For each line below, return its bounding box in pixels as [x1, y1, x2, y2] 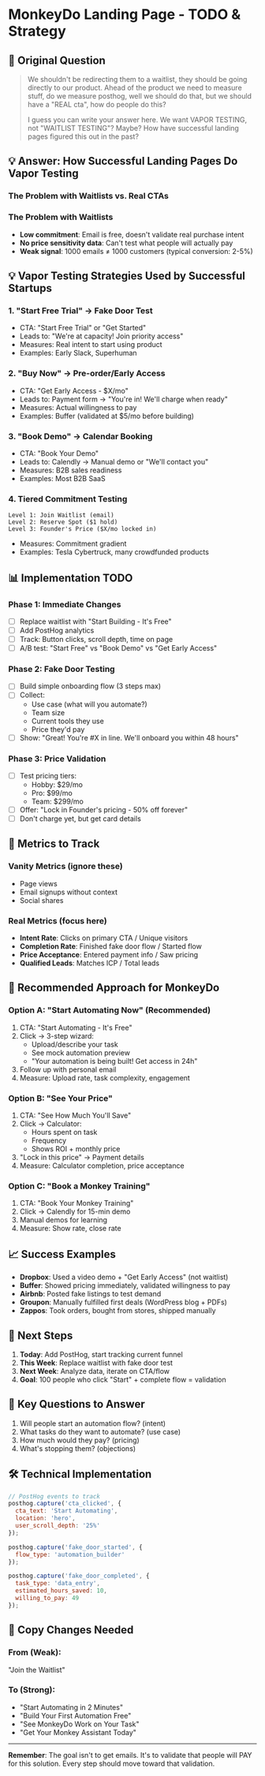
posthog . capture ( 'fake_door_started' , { [8, 1543, 144, 1551]
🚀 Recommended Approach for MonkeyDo [8, 981, 220, 994]
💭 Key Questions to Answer [8, 1397, 145, 1411]
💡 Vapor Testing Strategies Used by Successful [8, 270, 246, 282]
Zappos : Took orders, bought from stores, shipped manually [19, 1306, 216, 1315]
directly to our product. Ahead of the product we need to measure [27, 83, 242, 92]
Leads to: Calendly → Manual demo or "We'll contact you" [19, 457, 209, 466]
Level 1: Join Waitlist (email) [8, 511, 114, 520]
